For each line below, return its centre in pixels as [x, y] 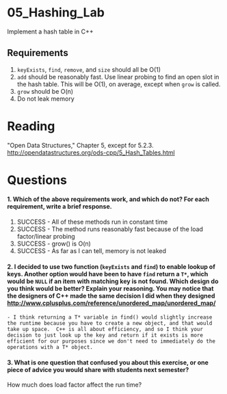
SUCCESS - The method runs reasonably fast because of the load [110, 229]
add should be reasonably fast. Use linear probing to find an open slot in [118, 77]
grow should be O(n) [45, 91]
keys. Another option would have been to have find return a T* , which [108, 274]
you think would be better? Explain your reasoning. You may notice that [110, 288]
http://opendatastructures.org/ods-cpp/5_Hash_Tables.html [91, 153]
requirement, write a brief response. [59, 207]
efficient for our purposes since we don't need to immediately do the [111, 341]
